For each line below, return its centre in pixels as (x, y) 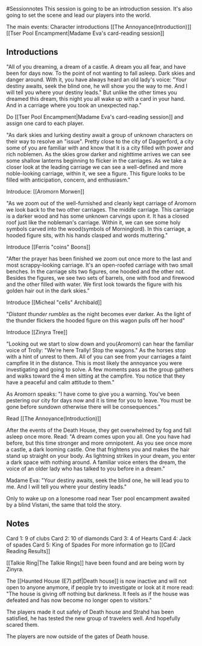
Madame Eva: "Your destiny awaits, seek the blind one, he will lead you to (98, 480)
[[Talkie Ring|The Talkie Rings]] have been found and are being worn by (96, 563)
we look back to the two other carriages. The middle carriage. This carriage (100, 209)
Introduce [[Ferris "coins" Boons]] (48, 247)
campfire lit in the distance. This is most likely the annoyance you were (94, 363)
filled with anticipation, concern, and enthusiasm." (68, 180)
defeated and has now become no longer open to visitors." (79, 600)
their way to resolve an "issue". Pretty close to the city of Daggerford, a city (100, 141)
